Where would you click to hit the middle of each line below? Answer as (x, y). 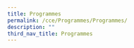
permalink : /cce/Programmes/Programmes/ (68, 20)
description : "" (31, 27)
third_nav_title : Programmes (50, 34)
